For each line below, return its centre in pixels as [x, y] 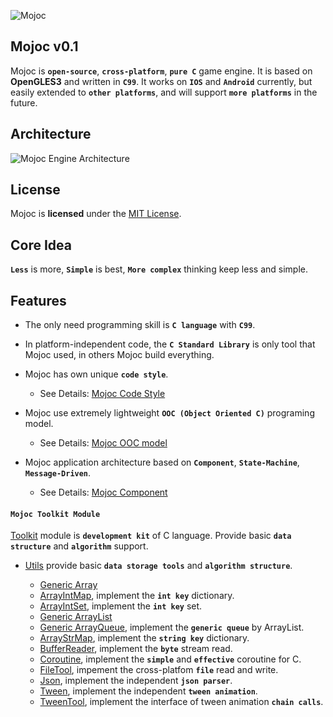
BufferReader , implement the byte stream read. [136, 649]
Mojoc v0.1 [44, 46]
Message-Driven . [58, 473]
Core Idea [41, 245]
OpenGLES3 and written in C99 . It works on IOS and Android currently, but [161, 81]
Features [38, 300]
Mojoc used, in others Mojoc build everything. [119, 355]
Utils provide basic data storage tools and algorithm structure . [158, 566]
